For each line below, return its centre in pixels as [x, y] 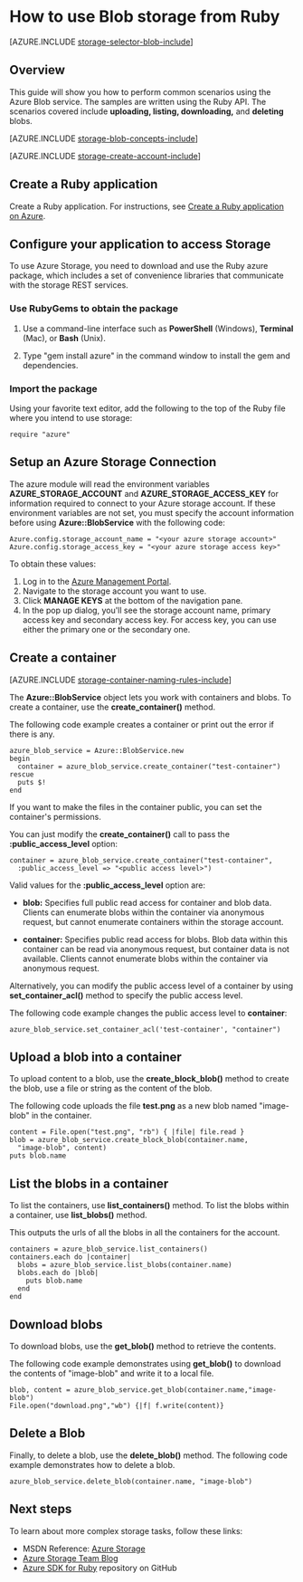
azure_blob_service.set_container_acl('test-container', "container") [145, 1029]
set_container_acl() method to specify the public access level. [126, 995]
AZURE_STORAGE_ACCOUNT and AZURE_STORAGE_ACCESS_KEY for [144, 493]
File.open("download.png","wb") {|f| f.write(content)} [117, 1406]
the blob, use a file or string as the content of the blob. [111, 1089]
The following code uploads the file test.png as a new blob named [133, 1106]
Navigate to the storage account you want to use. [114, 591]
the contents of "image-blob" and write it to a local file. [112, 1374]
